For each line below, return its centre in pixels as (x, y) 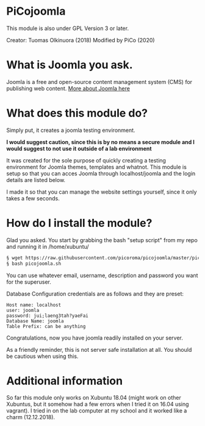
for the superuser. (29, 282)
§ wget (15, 258)
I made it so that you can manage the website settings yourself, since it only (102, 192)
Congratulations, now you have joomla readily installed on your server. (95, 338)
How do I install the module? (79, 223)
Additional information (65, 381)
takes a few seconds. (33, 198)
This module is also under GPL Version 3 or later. (68, 28)
